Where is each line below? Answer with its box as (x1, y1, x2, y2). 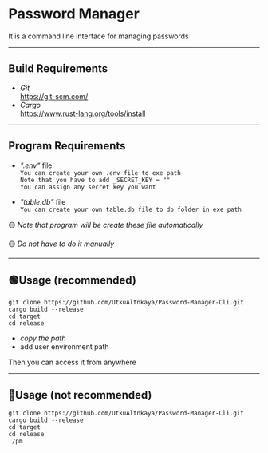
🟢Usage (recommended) (8, 273, 137, 287)
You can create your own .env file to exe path (19, 169, 181, 177)
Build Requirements (8, 62, 108, 76)
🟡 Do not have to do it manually (8, 239, 115, 248)
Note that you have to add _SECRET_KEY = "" (19, 176, 171, 184)
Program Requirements (8, 139, 126, 153)
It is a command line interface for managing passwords (8, 31, 189, 41)
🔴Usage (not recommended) (8, 388, 152, 402)
